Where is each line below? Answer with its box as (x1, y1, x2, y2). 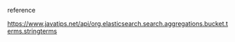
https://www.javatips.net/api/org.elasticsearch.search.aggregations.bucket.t (7, 20, 229, 27)
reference (7, 6, 36, 14)
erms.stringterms (7, 27, 58, 35)
